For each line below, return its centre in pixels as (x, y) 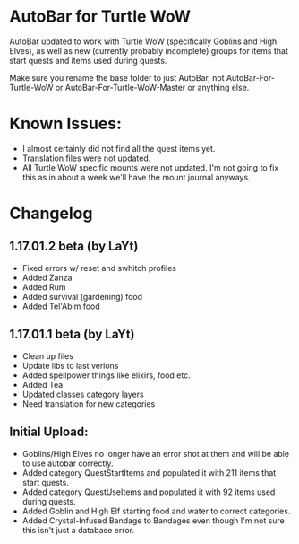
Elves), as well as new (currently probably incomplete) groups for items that (149, 50)
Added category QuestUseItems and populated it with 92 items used (149, 492)
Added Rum (44, 287)
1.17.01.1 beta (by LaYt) (73, 334)
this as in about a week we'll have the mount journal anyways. (136, 177)
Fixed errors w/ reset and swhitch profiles (99, 268)
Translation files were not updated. (86, 158)
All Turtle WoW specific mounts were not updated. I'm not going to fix (150, 167)
